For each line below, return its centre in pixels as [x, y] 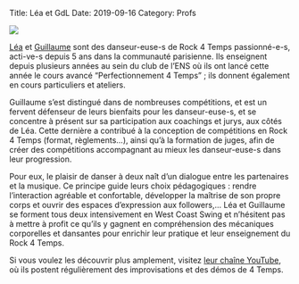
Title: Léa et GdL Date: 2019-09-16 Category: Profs [103, 13]
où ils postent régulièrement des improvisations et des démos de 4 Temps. [146, 270]
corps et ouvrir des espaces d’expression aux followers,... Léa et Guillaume [147, 205]
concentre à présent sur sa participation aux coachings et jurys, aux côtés [146, 121]
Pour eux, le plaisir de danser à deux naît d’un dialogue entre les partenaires [149, 176]
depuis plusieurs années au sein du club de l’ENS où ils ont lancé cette [139, 66]
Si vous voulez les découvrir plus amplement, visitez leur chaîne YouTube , [145, 260]
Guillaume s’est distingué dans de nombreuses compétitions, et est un [138, 102]
